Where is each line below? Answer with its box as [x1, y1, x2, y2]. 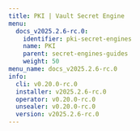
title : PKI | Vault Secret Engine [8, 11, 125, 20]
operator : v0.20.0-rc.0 [15, 95, 95, 103]
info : [8, 72, 27, 81]
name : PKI [23, 42, 57, 50]
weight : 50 [23, 58, 60, 66]
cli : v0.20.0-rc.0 [15, 80, 78, 88]
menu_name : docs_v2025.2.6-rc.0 [8, 65, 117, 73]
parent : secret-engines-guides [23, 50, 129, 58]
